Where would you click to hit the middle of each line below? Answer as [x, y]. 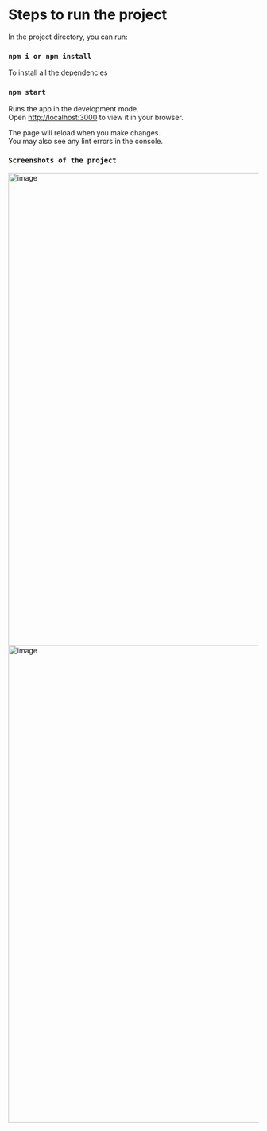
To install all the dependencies [58, 72]
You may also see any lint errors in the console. [85, 141]
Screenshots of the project [62, 160]
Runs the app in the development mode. [74, 108]
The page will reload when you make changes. [85, 132]
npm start [27, 92]
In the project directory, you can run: [68, 37]
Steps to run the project [88, 15]
